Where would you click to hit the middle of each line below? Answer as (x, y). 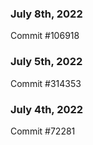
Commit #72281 (43, 131)
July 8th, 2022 (46, 14)
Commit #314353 (46, 83)
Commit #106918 (45, 36)
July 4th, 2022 (47, 109)
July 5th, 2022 (46, 62)
